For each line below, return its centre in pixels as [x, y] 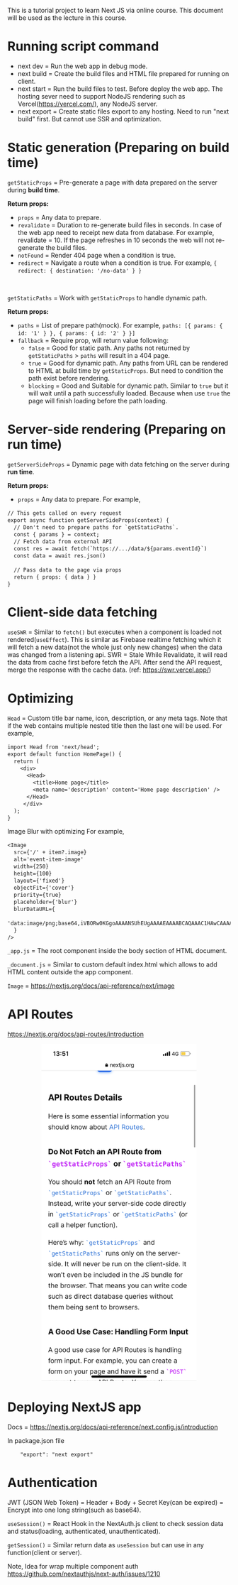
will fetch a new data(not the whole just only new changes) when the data [115, 647]
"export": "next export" [57, 1454]
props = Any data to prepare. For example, [79, 499]
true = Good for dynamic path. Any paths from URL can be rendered [128, 363]
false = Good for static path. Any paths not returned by [109, 348]
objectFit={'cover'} [44, 888]
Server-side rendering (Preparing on [117, 430]
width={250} [32, 866]
